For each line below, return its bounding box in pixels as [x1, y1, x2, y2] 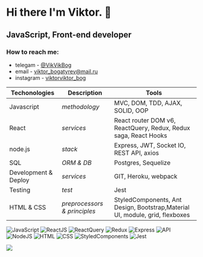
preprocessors [62, 199, 104, 207]
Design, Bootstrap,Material [114, 203, 190, 211]
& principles [62, 207, 96, 215]
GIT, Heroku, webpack [114, 172, 178, 180]
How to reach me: [6, 48, 59, 56]
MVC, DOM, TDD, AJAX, [114, 99, 182, 107]
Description [68, 88, 103, 97]
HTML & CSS [9, 203, 47, 211]
